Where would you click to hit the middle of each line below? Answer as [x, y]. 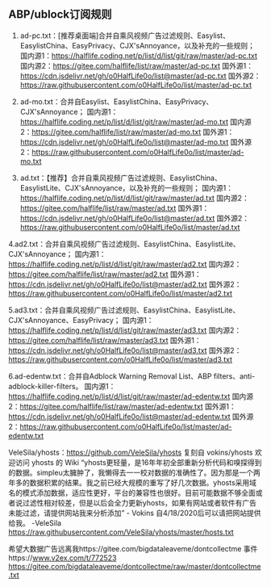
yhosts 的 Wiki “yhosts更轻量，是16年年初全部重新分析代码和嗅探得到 [146, 462]
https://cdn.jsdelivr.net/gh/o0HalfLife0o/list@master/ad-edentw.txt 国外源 [131, 416]
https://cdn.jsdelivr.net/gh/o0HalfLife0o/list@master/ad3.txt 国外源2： [125, 350]
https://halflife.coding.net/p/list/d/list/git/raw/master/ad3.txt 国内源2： [125, 330]
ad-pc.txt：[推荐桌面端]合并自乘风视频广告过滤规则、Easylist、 [125, 36]
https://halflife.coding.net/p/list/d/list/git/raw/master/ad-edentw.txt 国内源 [131, 396]
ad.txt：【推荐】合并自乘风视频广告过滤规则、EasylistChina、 [121, 178]
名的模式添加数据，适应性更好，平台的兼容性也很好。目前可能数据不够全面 [132, 493]
